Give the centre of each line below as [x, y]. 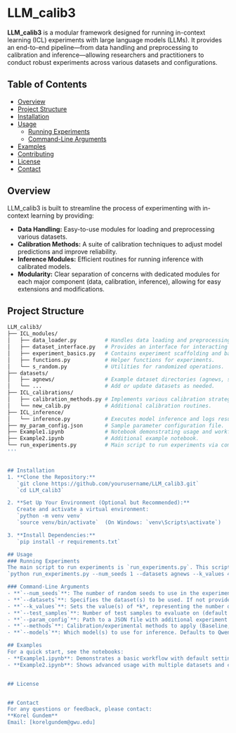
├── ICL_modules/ [33, 334]
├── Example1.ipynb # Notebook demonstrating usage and [110, 432]
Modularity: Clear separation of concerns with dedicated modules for [118, 274]
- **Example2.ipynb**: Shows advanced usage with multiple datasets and [116, 665]
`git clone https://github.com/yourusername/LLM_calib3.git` [108, 484]
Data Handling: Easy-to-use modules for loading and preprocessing [116, 229]
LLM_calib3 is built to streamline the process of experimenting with [104, 208]
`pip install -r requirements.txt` [68, 541]
